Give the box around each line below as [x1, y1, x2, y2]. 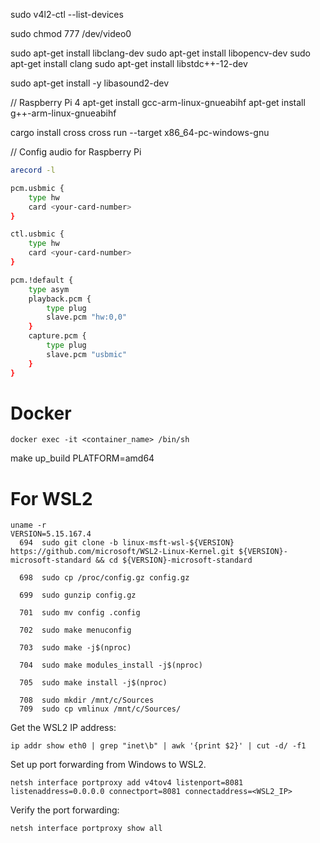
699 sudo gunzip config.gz [19, 590, 137, 601]
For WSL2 [10, 487, 93, 510]
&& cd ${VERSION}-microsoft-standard [95, 555, 253, 566]
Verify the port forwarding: [10, 804, 120, 816]
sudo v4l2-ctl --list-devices [10, 9, 124, 20]
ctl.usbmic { [10, 229, 65, 239]
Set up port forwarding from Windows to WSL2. [10, 759, 207, 771]
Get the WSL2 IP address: [10, 722, 117, 734]
